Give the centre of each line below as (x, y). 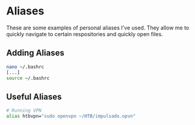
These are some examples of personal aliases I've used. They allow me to (98, 28)
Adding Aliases (35, 53)
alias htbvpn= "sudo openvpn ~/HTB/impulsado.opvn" (71, 116)
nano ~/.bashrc (25, 67)
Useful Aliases (34, 96)
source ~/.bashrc (28, 78)
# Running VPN (24, 111)
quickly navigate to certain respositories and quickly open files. (85, 34)
